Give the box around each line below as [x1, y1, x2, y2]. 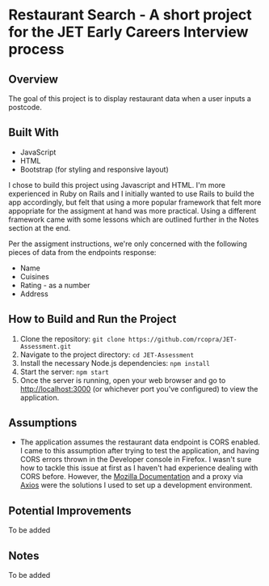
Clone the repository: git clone [19, 333, 125, 343]
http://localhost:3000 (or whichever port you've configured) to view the [19, 384, 258, 393]
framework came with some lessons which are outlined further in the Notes [8, 214, 259, 224]
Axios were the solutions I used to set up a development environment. [19, 480, 253, 490]
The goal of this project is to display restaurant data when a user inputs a [8, 94, 252, 103]
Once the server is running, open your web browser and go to [19, 375, 226, 385]
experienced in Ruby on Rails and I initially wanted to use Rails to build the [8, 189, 254, 198]
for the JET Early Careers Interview [8, 23, 249, 41]
